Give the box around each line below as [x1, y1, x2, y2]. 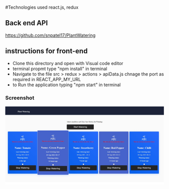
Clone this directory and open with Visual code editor [12, 60, 124, 66]
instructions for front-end [5, 47, 88, 55]
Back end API [5, 19, 48, 27]
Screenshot [5, 94, 34, 101]
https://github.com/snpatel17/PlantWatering [5, 32, 96, 38]
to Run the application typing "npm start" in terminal [12, 82, 121, 88]
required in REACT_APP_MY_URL [12, 76, 81, 82]
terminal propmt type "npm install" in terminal [12, 66, 107, 72]
